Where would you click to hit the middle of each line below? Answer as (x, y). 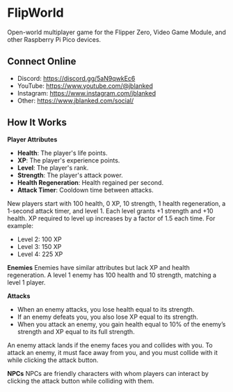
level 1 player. (26, 282)
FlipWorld (35, 13)
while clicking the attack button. (53, 360)
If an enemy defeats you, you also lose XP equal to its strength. (107, 317)
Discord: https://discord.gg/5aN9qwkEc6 (76, 78)
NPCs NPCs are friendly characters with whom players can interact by (108, 373)
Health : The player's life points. (62, 153)
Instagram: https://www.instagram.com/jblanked (87, 93)
